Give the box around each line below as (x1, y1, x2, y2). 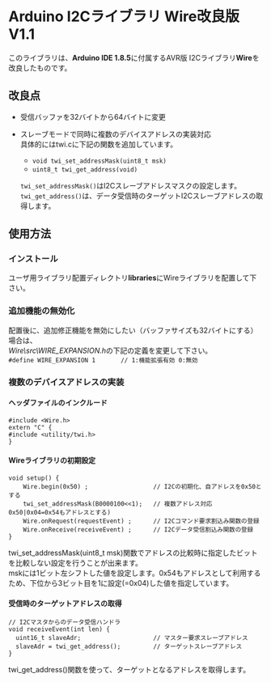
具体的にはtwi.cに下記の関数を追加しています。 (19, 139, 178, 149)
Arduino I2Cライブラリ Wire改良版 (8, 7, 240, 26)
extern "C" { (8, 423, 53, 431)
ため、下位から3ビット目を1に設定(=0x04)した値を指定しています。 (8, 578, 234, 588)
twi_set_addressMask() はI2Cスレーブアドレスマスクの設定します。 (19, 180, 242, 190)
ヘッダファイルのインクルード (8, 398, 108, 408)
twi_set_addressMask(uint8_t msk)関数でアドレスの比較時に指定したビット (8, 548, 258, 558)
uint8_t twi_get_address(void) (32, 165, 138, 174)
